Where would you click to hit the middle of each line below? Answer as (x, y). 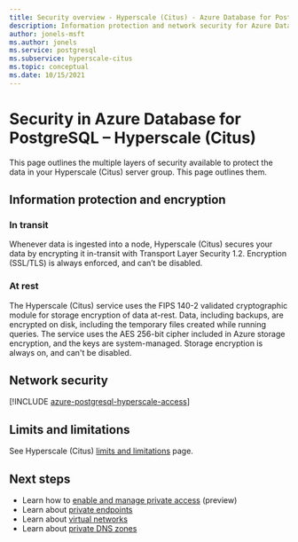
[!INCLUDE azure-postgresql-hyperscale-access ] (100, 402)
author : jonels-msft (47, 34)
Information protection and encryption (118, 200)
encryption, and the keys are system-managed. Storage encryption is (136, 343)
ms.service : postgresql (53, 51)
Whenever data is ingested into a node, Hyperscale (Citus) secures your (141, 244)
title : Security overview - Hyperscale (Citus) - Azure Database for (141, 17)
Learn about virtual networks (75, 519)
